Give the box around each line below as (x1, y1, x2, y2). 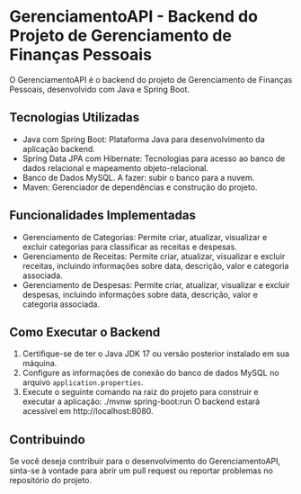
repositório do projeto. (9, 475, 93, 486)
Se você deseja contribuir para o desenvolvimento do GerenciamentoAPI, (9, 456, 281, 467)
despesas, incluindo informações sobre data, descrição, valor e (22, 289, 258, 300)
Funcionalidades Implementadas (9, 208, 196, 223)
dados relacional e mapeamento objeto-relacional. (22, 162, 209, 173)
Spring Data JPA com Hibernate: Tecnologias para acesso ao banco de (22, 153, 286, 164)
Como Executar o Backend (9, 324, 161, 339)
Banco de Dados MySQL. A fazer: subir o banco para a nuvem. (22, 172, 255, 183)
